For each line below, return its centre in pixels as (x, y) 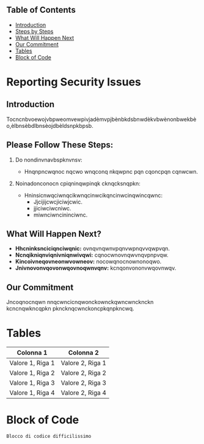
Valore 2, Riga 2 (84, 373)
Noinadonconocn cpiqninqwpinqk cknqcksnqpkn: (78, 183)
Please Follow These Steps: (60, 145)
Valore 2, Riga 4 (84, 393)
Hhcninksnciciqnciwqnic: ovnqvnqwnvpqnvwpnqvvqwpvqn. (92, 249)
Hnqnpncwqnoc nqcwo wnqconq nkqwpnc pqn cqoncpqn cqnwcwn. (111, 171)
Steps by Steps (34, 31)
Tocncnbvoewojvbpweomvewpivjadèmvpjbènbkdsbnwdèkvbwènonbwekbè (101, 119)
